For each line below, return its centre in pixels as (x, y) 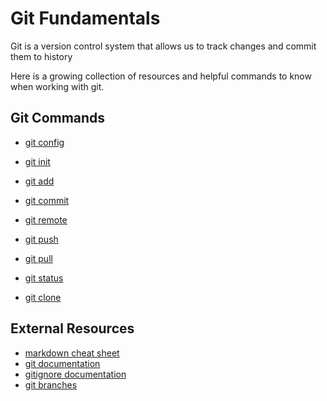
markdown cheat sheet (72, 353)
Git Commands (58, 118)
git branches (51, 384)
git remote (46, 219)
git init (37, 161)
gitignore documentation (75, 374)
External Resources (72, 328)
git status (44, 278)
